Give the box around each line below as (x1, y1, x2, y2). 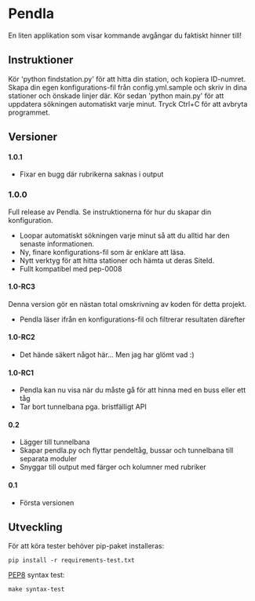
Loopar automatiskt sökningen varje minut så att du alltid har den (19, 231, 230, 240)
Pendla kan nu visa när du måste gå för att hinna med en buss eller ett (19, 385, 246, 395)
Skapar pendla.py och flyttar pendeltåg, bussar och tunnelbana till (19, 446, 234, 455)
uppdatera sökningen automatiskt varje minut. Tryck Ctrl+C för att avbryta (8, 99, 248, 108)
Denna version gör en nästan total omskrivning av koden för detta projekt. (8, 299, 247, 308)
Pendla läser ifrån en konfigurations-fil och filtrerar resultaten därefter (19, 315, 246, 324)
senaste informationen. (19, 239, 94, 248)
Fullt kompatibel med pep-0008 (19, 264, 122, 273)
